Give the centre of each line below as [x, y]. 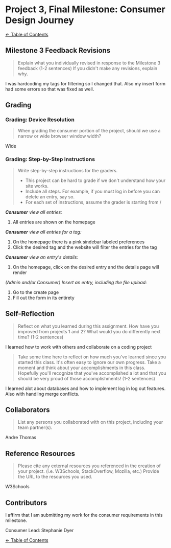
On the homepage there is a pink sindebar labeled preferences [78, 242]
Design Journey [40, 20]
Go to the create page [36, 292]
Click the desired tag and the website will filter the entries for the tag [85, 247]
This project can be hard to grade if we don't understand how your [95, 180]
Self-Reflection [30, 314]
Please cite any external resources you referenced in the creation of [89, 466]
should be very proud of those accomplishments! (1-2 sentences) [87, 378]
